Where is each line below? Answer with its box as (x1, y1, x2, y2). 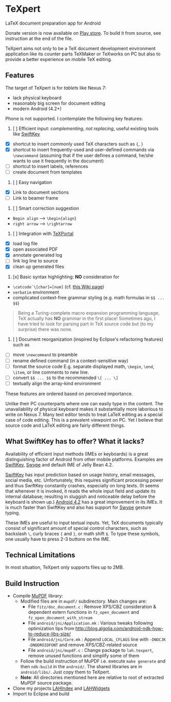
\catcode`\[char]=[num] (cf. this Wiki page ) (12, 284, 104, 290)
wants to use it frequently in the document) (12, 157, 104, 164)
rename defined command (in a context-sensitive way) (12, 357, 129, 364)
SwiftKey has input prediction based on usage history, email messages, (5, 471, 156, 478)
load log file (12, 240, 38, 246)
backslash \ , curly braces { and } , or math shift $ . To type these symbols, (5, 530, 160, 536)
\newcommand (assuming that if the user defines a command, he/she (12, 152, 154, 158)
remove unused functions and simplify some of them (28, 653, 140, 659)
